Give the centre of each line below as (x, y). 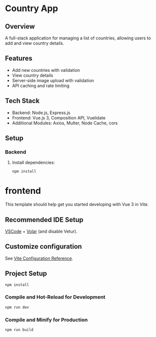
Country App (31, 8)
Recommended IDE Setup (44, 220)
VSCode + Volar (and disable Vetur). (41, 231)
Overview (20, 26)
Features (19, 59)
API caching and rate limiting (41, 85)
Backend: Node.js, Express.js (41, 113)
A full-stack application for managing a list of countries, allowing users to (78, 38)
